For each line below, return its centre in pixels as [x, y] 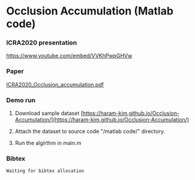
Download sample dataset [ [49, 113]
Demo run [21, 100]
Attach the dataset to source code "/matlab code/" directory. [90, 131]
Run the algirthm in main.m [48, 143]
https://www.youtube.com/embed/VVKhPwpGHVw [69, 56]
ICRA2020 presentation [41, 43]
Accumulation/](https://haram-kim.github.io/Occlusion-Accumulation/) [102, 120]
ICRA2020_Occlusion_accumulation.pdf [55, 84]
